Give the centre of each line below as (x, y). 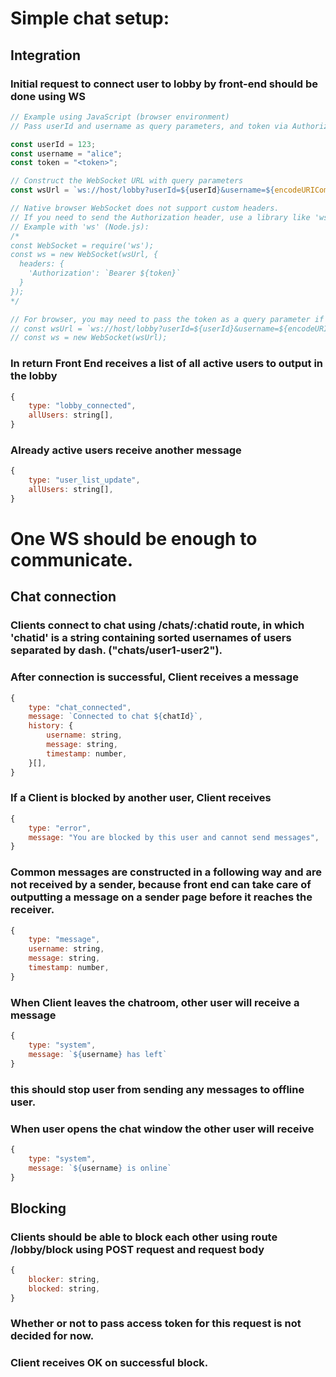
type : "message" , (64, 940)
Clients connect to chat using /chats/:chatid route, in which (157, 625)
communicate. (72, 560)
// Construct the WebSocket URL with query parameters (127, 181)
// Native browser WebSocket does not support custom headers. (145, 208)
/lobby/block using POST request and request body (137, 1249)
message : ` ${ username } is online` (100, 1168)
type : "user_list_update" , (84, 480)
